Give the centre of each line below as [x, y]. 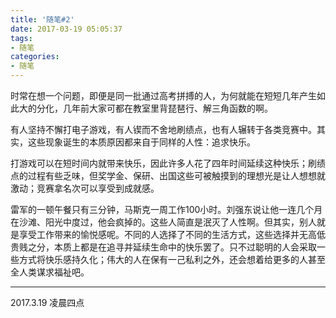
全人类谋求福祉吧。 [50, 272]
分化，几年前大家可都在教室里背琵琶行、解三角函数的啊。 [154, 108]
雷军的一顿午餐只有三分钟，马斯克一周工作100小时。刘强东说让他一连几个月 [166, 209]
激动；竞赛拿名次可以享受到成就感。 [85, 188]
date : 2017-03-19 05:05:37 [66, 29]
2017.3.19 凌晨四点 [47, 302]
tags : [21, 38]
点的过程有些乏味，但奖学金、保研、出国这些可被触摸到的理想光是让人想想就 [168, 175]
